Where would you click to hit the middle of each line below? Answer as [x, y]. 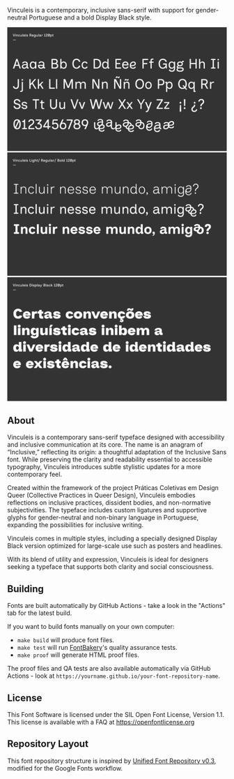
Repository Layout [48, 744]
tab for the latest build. [40, 613]
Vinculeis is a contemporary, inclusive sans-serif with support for [101, 10]
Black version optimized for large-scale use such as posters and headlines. [115, 546]
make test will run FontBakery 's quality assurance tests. [97, 648]
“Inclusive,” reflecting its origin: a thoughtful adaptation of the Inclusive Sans [117, 452]
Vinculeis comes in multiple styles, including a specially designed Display [112, 539]
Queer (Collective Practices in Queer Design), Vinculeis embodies [102, 496]
